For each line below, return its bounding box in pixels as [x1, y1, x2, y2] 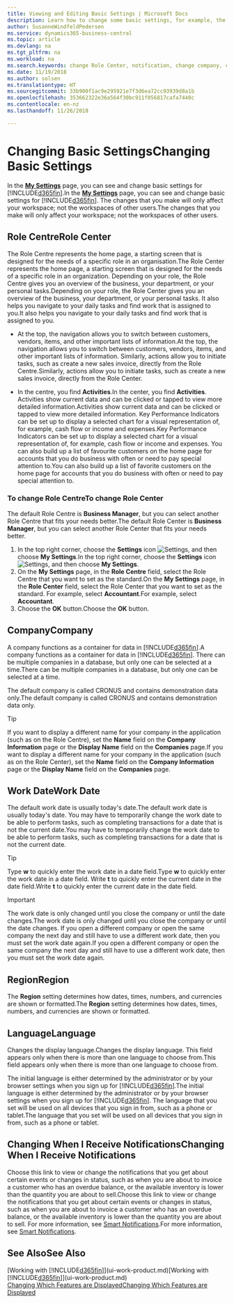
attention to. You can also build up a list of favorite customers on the [17, 461, 212, 470]
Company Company [7, 625, 94, 637]
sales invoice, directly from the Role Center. [17, 374, 143, 382]
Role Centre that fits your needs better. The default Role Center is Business [7, 517, 222, 525]
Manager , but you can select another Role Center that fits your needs [7, 524, 207, 533]
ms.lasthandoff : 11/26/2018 [7, 107, 89, 114]
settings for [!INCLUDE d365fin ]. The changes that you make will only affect [7, 196, 224, 204]
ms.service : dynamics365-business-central [7, 29, 132, 37]
